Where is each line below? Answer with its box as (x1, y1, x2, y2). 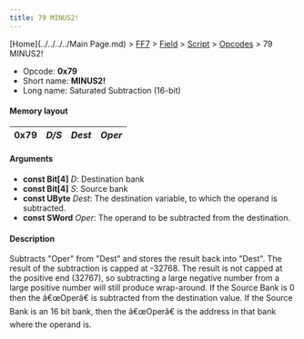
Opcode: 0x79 (22, 65, 77, 76)
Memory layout (9, 105, 68, 116)
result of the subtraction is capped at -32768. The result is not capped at (9, 263, 283, 274)
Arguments (9, 154, 54, 165)
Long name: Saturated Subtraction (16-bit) (22, 85, 182, 95)
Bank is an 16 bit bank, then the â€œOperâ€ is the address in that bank (9, 306, 277, 317)
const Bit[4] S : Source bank (22, 184, 129, 194)
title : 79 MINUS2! (9, 13, 79, 23)
